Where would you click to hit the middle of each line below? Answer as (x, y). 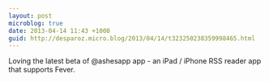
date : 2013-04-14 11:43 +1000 (60, 31)
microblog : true (36, 23)
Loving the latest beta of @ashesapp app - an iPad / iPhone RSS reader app (135, 61)
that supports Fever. (42, 70)
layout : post (30, 16)
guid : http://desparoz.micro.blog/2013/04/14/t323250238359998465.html (132, 38)
